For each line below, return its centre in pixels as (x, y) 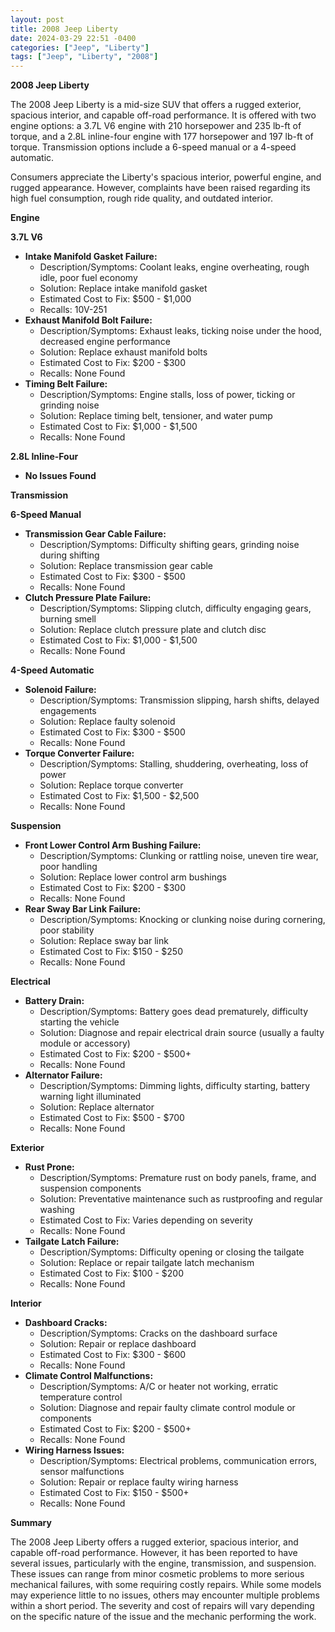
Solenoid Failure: (60, 690)
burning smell (68, 619)
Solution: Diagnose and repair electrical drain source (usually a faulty (182, 1033)
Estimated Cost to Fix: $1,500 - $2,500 (119, 796)
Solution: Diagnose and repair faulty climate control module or (167, 1408)
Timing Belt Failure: (66, 384)
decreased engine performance (105, 342)
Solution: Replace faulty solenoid (107, 722)
